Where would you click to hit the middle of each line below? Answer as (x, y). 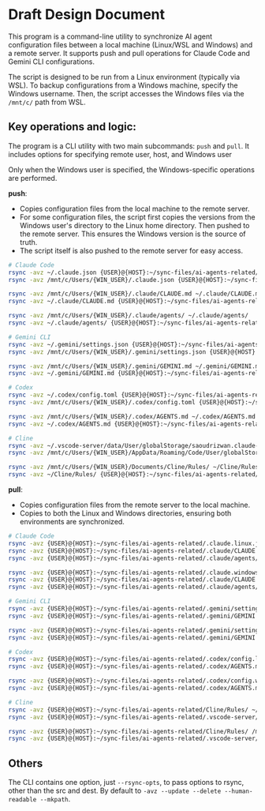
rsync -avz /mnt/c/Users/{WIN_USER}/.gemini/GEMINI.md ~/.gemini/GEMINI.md (135, 366)
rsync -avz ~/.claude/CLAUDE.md (61, 302)
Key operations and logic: (72, 127)
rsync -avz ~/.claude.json (52, 272)
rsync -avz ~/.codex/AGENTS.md (60, 424)
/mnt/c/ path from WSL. (47, 102)
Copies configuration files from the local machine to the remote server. (134, 208)
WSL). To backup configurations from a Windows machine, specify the (123, 85)
